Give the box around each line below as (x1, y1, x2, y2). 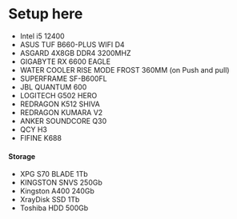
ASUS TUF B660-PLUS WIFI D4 (19, 39, 126, 49)
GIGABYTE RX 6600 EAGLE (19, 57, 110, 66)
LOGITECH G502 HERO (19, 90, 98, 100)
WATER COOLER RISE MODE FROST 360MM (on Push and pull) (19, 65, 230, 74)
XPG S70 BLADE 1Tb (19, 169, 88, 179)
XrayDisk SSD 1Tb (19, 195, 80, 205)
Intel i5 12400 (19, 31, 66, 41)
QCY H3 (19, 125, 48, 134)
